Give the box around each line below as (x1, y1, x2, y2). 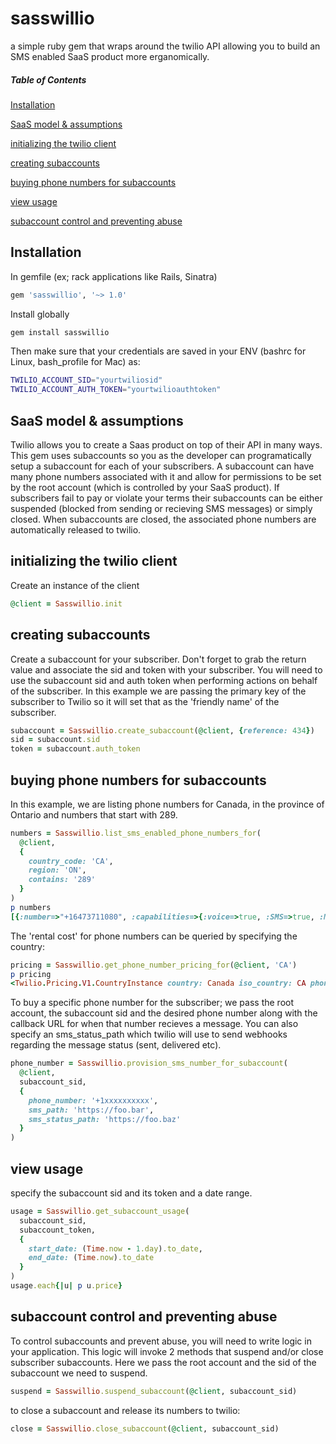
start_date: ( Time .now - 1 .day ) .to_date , (28, 1243, 203, 1254)
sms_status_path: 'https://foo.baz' (28, 1114, 182, 1124)
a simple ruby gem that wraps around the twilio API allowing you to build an (10, 40, 321, 52)
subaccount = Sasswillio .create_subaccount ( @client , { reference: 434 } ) (10, 725, 315, 736)
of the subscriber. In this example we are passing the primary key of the (10, 685, 307, 697)
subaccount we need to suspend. (10, 1367, 148, 1379)
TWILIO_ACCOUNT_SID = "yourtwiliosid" (10, 375, 163, 386)
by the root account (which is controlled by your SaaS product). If (10, 482, 280, 494)
